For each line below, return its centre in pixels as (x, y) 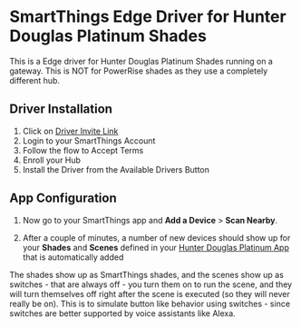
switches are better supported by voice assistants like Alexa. (122, 313)
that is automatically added (73, 257)
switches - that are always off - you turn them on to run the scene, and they (151, 284)
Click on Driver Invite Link (70, 131)
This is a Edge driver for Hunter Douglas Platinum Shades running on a (141, 61)
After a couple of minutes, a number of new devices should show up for (156, 237)
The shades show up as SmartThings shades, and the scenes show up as (146, 274)
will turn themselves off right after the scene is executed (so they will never (150, 293)
